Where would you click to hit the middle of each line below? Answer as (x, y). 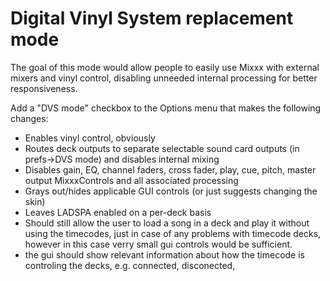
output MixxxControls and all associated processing (131, 180)
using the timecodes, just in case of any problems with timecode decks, (173, 233)
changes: (29, 118)
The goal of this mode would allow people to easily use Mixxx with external (165, 67)
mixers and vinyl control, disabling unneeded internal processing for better (164, 78)
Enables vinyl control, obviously (90, 138)
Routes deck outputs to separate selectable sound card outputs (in (162, 148)
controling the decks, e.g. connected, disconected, (130, 265)
